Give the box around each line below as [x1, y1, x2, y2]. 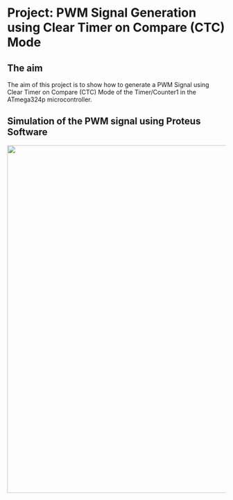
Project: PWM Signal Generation [7, 5, 196, 21]
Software [7, 127, 48, 138]
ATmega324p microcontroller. [7, 95, 92, 104]
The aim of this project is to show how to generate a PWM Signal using [7, 81, 209, 88]
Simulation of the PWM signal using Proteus [7, 115, 201, 127]
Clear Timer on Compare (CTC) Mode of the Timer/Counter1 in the [7, 88, 196, 96]
